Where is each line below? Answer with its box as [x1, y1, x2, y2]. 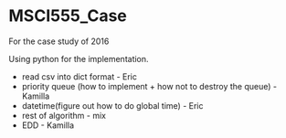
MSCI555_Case [8, 5, 127, 27]
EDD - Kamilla [21, 120, 75, 131]
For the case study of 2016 [8, 36, 110, 47]
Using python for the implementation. [8, 53, 149, 64]
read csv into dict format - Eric [21, 70, 138, 82]
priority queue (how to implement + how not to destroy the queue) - [21, 80, 278, 91]
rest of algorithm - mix [21, 110, 107, 121]
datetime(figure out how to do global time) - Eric [21, 100, 204, 111]
